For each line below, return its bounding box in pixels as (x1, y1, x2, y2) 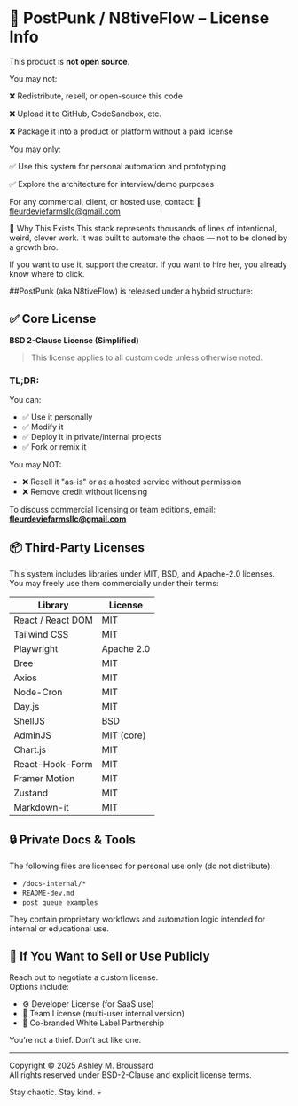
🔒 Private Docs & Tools (9, 833, 136, 848)
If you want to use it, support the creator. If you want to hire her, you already (9, 259, 287, 270)
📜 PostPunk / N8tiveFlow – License (9, 8, 270, 28)
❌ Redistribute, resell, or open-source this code (9, 90, 184, 101)
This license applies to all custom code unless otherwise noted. (30, 352, 263, 363)
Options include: (9, 982, 69, 992)
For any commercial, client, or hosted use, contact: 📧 (9, 196, 202, 207)
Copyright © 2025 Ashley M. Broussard (9, 1060, 154, 1071)
